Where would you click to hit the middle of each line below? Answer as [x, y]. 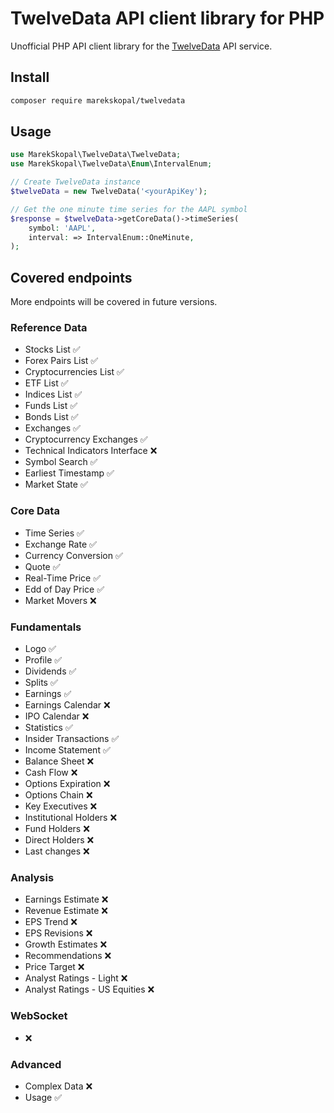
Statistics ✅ [48, 728]
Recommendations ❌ [68, 956]
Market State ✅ [56, 484]
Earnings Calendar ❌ [67, 705]
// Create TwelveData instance [75, 182]
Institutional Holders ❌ [71, 818]
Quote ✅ [42, 566]
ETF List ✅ [46, 383]
